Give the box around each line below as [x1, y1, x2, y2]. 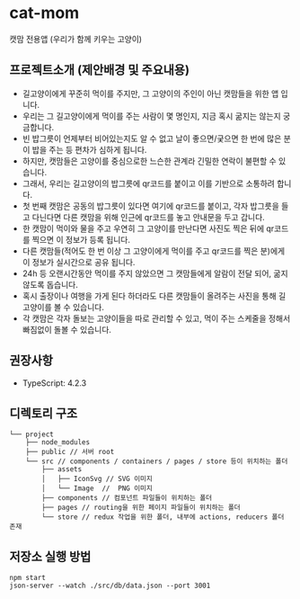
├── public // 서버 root [25, 448, 115, 457]
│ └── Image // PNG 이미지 [41, 484, 153, 493]
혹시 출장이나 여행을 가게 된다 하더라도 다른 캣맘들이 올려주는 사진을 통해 [22, 291, 277, 301]
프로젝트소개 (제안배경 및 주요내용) [9, 62, 190, 78]
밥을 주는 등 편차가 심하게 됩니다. [31, 144, 147, 155]
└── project [9, 430, 54, 439]
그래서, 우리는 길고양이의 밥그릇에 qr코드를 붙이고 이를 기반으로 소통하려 [22, 178, 276, 189]
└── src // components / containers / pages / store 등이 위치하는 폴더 [25, 457, 288, 466]
